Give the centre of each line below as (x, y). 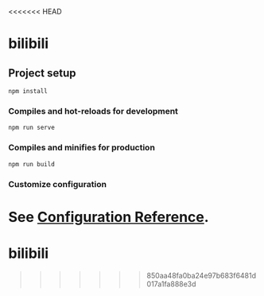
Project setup (43, 73)
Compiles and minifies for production (82, 148)
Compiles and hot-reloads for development (93, 111)
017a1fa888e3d (171, 284)
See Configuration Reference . (109, 217)
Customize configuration (58, 184)
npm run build (32, 164)
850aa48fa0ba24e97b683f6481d (202, 275)
